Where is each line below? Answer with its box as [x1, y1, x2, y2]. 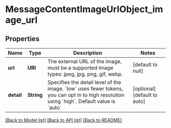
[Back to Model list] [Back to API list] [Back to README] [5, 117, 122, 123]
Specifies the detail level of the [47, 79, 121, 86]
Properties [5, 34, 40, 43]
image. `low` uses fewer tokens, [47, 85, 123, 92]
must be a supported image [47, 64, 113, 71]
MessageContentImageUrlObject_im [5, 4, 163, 15]
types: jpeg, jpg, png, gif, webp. [47, 71, 123, 77]
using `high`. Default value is [47, 98, 116, 105]
